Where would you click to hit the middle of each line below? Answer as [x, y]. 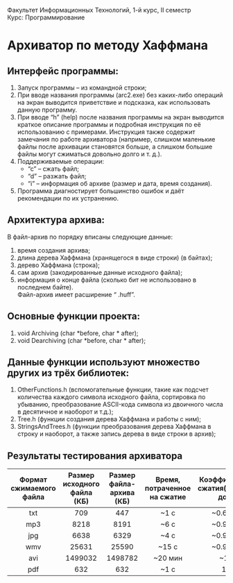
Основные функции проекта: [74, 316]
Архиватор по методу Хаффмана [107, 45]
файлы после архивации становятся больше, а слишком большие [115, 146]
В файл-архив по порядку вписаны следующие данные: [90, 237]
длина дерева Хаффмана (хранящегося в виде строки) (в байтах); [115, 257]
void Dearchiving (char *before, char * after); [81, 340]
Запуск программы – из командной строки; [82, 87]
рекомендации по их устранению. [68, 198]
